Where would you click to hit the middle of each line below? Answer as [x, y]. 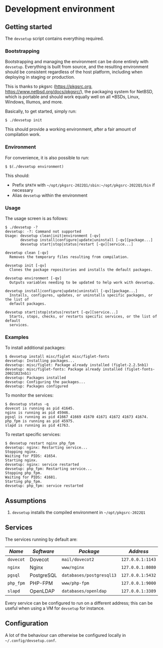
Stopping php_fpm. [24, 473]
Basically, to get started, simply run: [41, 111]
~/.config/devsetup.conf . [31, 640]
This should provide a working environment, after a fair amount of [71, 129]
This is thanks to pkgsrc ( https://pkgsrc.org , [49, 86]
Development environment [60, 9]
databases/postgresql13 [89, 575]
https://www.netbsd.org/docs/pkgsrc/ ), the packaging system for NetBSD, [79, 92]
